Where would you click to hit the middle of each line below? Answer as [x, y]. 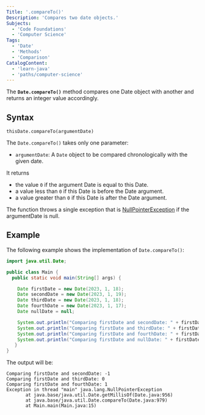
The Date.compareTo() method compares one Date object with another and [100, 92]
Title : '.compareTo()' [35, 12]
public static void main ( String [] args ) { [67, 278]
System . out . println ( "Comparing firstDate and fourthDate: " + [98, 334]
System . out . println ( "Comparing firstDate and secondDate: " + [98, 322]
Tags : [13, 40]
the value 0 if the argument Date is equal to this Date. [82, 185]
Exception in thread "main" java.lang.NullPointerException [85, 390]
